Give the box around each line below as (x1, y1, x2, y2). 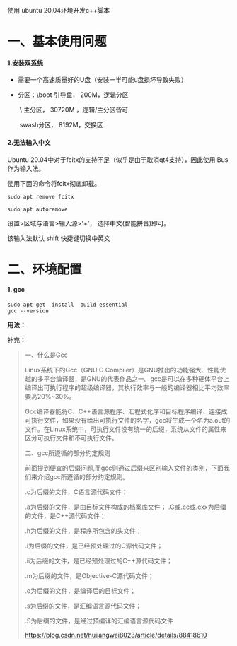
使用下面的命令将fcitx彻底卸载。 (7, 179, 101, 187)
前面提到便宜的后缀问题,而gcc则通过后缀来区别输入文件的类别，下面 (24, 464, 224, 472)
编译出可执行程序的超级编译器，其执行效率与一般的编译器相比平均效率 (24, 383, 230, 392)
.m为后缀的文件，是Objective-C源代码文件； (24, 571, 154, 580)
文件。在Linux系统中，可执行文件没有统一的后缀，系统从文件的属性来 (24, 425, 227, 433)
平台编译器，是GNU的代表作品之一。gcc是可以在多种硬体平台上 (43, 374, 230, 383)
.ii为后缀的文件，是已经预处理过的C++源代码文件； (24, 556, 173, 565)
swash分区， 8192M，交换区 (19, 121, 104, 129)
